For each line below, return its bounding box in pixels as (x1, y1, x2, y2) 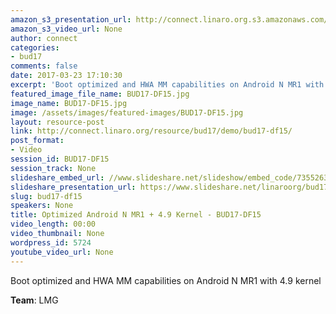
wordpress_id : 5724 (10, 237, 92, 248)
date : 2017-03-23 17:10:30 (10, 71, 123, 81)
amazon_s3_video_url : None (10, 24, 123, 34)
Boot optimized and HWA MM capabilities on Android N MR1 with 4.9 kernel (10, 274, 322, 286)
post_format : (10, 136, 65, 146)
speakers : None (10, 201, 74, 211)
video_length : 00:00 (10, 219, 97, 230)
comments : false (10, 61, 78, 71)
